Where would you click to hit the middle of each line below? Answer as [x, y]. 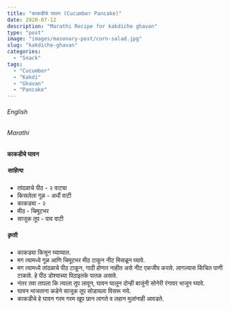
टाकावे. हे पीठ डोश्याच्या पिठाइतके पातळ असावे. [67, 275]
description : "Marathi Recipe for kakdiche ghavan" [82, 26]
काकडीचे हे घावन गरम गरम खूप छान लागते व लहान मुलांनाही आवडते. [90, 298]
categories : [24, 52]
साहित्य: [16, 170]
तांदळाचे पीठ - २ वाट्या [42, 188]
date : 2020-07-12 [32, 20]
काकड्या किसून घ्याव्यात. [44, 252]
